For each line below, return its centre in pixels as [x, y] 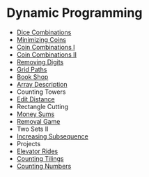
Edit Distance [36, 99]
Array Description [42, 84]
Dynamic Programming [74, 13]
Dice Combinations [44, 32]
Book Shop [32, 77]
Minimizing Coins [41, 39]
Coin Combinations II [47, 55]
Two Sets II [32, 129]
